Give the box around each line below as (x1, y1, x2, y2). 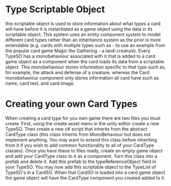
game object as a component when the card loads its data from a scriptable (5, 58, 165, 64)
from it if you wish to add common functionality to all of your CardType (5, 142, 154, 148)
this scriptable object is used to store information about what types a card (5, 20, 161, 27)
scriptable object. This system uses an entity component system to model (5, 31, 161, 37)
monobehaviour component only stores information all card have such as (5, 75, 159, 81)
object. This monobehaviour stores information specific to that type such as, (5, 64, 166, 70)
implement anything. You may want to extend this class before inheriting (5, 136, 157, 143)
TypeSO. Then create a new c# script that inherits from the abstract (5, 126, 148, 132)
